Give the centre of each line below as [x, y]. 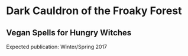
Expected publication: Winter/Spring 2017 [57, 47]
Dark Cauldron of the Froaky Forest [94, 11]
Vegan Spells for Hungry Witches [69, 33]
